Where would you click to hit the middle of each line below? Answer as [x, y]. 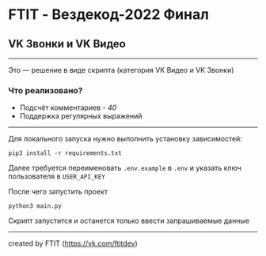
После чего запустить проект [58, 192]
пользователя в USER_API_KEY [57, 176]
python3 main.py [35, 206]
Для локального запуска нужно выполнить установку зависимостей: [125, 139]
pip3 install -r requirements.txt [65, 153]
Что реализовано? [46, 90]
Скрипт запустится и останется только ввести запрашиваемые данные [129, 221]
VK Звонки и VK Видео [67, 44]
